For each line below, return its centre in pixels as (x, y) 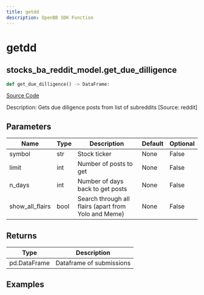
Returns (22, 236)
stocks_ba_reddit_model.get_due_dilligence (92, 70)
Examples (25, 284)
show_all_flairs (30, 206)
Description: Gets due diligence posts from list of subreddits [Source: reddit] (102, 108)
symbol (20, 154)
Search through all (104, 199)
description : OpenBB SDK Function (50, 18)
